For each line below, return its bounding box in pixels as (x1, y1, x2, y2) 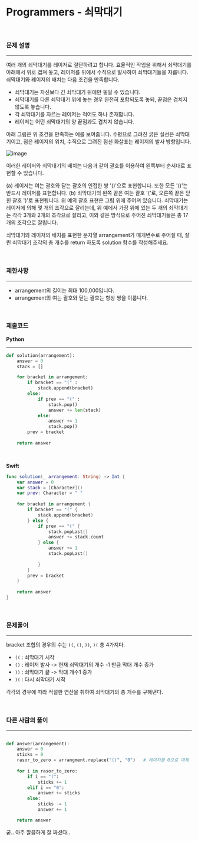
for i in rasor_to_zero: (16, 768, 78, 774)
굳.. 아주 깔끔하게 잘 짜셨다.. (6, 829, 71, 836)
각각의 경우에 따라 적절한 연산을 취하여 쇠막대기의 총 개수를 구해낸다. (6, 689, 163, 696)
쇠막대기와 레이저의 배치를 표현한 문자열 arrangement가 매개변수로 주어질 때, (6, 232, 184, 239)
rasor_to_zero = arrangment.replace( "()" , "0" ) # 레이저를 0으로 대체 (16, 757, 189, 763)
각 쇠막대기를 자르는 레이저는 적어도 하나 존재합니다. (14, 111, 134, 118)
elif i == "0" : (27, 784, 65, 791)
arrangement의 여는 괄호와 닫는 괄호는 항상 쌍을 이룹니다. (14, 294, 148, 301)
